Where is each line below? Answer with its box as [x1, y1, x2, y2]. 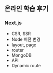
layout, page [11, 42, 37, 48]
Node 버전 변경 [11, 36, 40, 42]
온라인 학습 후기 [4, 4, 49, 13]
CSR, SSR [11, 31, 31, 36]
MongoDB [11, 52, 32, 58]
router [11, 47, 24, 53]
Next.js [4, 19, 22, 26]
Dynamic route [11, 62, 41, 68]
